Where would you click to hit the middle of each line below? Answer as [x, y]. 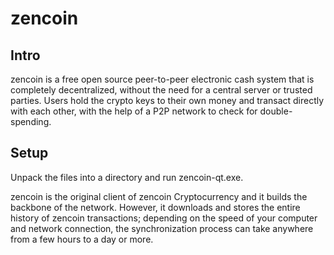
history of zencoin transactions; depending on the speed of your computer [164, 218]
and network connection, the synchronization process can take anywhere [162, 228]
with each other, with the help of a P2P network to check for [134, 111]
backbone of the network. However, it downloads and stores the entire [155, 207]
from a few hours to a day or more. [82, 239]
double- [276, 111]
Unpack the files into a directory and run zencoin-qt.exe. [127, 177]
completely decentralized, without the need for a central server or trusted [161, 90]
